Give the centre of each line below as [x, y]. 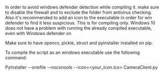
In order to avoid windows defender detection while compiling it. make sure [82, 7]
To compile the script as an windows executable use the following [73, 52]
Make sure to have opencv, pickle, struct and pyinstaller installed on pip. [79, 43]
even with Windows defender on [39, 33]
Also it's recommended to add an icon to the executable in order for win [79, 18]
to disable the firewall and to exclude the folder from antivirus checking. [79, 12]
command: [16, 58]
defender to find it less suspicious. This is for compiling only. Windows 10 [80, 23]
